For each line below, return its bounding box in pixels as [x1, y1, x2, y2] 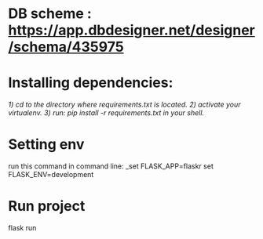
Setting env [8, 136, 85, 154]
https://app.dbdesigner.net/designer [8, 21, 255, 39]
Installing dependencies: [8, 74, 174, 92]
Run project [8, 197, 86, 215]
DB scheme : [8, 5, 92, 23]
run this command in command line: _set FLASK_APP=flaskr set [8, 161, 214, 171]
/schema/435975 [8, 38, 124, 56]
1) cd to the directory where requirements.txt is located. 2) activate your [8, 100, 241, 110]
